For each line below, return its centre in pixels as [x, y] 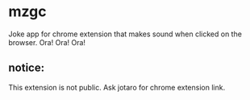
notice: [27, 68]
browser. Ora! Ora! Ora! [47, 42]
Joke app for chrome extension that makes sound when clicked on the [125, 34]
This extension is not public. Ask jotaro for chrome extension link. [117, 87]
